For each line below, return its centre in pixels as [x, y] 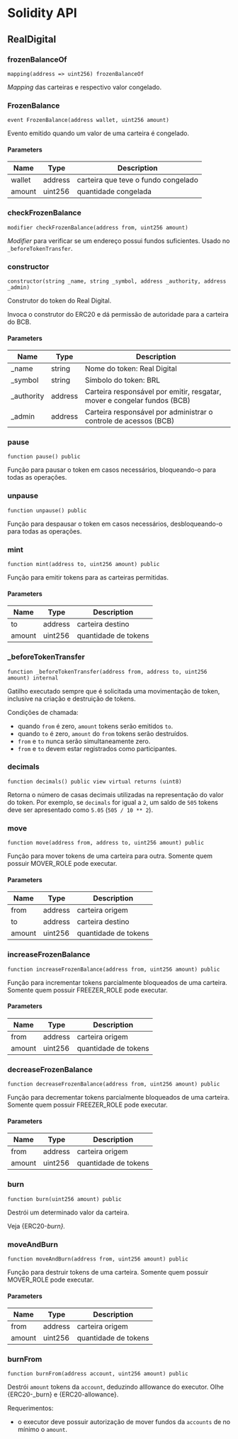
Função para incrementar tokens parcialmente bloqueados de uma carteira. [118, 982]
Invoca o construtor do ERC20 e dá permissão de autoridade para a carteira [118, 314]
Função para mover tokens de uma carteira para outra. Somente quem [110, 856]
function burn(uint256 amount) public [64, 1199]
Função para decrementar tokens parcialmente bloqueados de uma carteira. [119, 1097]
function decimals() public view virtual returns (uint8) [95, 781]
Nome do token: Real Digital [131, 368]
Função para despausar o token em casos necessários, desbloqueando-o [115, 524]
